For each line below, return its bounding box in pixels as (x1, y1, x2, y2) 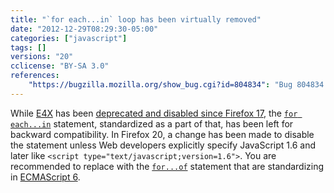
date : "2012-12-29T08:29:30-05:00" (10, 24, 159, 34)
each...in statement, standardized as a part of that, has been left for (10, 117, 294, 130)
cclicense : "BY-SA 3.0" (10, 61, 110, 71)
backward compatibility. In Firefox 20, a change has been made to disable (10, 128, 315, 140)
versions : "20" (10, 52, 74, 62)
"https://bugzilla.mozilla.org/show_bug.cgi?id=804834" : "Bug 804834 (28, 80, 325, 90)
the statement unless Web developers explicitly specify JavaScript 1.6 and (10, 139, 317, 151)
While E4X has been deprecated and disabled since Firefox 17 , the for (10, 107, 298, 119)
